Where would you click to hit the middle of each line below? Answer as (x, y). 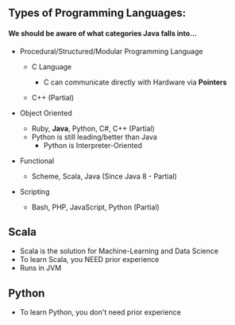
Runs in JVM (40, 268)
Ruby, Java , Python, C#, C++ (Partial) (93, 128)
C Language (52, 66)
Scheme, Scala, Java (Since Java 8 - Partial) (104, 176)
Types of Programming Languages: (97, 13)
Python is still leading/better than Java (94, 137)
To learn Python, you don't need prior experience (100, 312)
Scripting (35, 191)
